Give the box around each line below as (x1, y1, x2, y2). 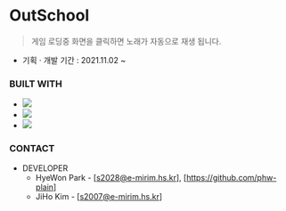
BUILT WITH (9, 77, 62, 90)
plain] (35, 182, 57, 192)
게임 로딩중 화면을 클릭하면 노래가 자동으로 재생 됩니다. (30, 36, 222, 46)
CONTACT (9, 142, 55, 155)
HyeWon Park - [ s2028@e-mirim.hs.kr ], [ (35, 172, 187, 183)
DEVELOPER (21, 162, 69, 174)
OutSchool (9, 5, 90, 26)
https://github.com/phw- (185, 172, 277, 183)
